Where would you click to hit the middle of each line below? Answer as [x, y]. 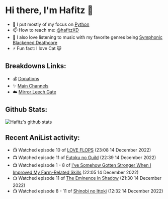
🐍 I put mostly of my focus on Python [51, 24]
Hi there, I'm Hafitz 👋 [49, 10]
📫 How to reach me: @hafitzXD [46, 30]
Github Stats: [26, 110]
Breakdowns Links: [36, 66]
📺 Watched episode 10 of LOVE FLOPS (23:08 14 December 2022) [82, 150]
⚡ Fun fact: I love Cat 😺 [37, 48]
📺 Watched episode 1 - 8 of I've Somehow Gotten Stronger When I [82, 165]
